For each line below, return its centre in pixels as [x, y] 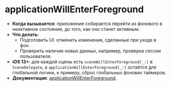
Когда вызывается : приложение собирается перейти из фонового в [87, 24]
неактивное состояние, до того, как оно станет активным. [76, 29]
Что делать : [26, 34]
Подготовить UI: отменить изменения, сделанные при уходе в [88, 40]
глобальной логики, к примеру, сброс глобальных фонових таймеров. [89, 72]
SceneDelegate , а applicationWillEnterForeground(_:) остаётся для [84, 67]
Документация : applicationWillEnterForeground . [65, 78]
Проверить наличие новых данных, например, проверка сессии [90, 51]
